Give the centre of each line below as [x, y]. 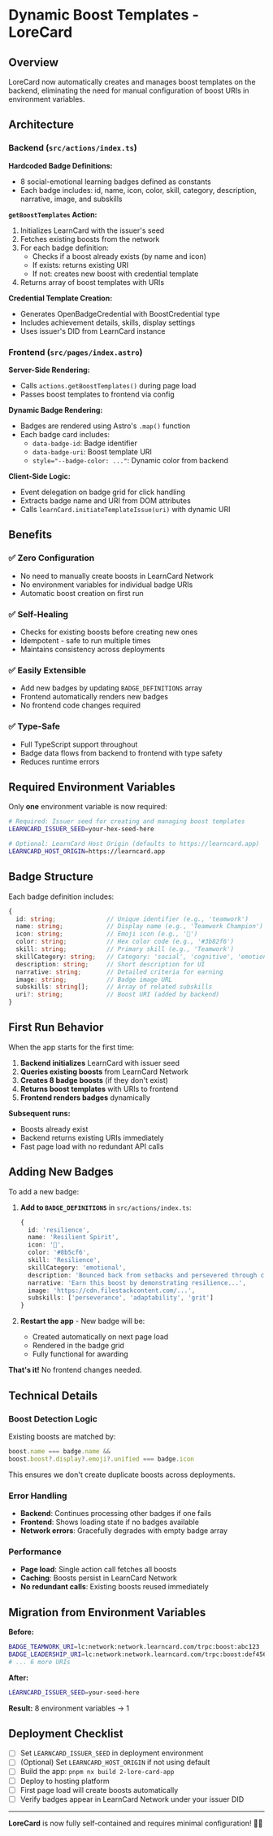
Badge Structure [51, 877]
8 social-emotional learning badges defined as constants [115, 182]
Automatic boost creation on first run [82, 593]
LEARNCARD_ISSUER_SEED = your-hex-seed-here [81, 829]
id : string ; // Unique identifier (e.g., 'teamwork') [132, 919]
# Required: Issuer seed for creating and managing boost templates [127, 822]
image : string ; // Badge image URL [94, 979]
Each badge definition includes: [61, 896]
